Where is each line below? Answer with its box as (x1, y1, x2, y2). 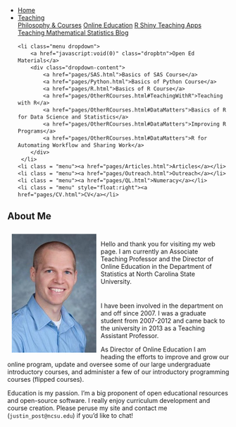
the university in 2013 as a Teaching (101, 324, 206, 332)
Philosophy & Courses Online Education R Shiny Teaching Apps (17, 21, 202, 29)
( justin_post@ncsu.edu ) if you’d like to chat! (7, 411, 134, 419)
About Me (7, 210, 51, 222)
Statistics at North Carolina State (101, 270, 196, 278)
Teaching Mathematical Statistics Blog (17, 28, 129, 37)
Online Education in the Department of (101, 262, 213, 270)
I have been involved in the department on (101, 301, 223, 310)
